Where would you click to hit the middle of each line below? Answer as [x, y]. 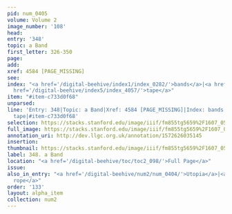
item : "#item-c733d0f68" [43, 97]
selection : [23, 123]
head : [15, 33]
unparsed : [21, 104]
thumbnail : [23, 148]
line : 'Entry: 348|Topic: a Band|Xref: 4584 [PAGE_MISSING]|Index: [106, 110]
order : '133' [26, 187]
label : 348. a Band [35, 155]
